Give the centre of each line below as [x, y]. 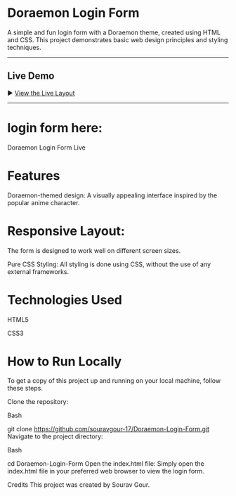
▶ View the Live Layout [41, 93]
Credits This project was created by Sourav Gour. [79, 485]
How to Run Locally [65, 361]
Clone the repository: [38, 402]
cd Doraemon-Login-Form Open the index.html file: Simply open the [106, 464]
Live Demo [31, 76]
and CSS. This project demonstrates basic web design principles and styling [118, 39]
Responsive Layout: [66, 231]
